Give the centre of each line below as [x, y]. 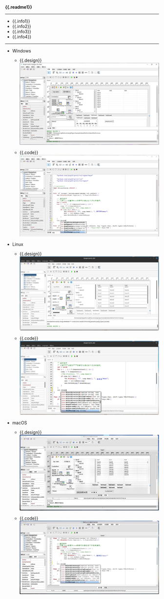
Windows [21, 51]
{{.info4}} [22, 37]
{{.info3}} [22, 32]
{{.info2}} [22, 26]
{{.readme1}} [19, 7]
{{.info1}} [21, 21]
